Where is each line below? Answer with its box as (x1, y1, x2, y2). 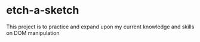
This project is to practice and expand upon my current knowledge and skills (6, 23, 195, 30)
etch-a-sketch (6, 4, 79, 17)
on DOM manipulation (6, 29, 60, 36)
